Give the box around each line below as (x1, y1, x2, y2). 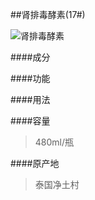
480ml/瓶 (34, 136, 75, 148)
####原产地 (10, 158, 60, 169)
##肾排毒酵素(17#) (10, 9, 86, 20)
